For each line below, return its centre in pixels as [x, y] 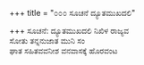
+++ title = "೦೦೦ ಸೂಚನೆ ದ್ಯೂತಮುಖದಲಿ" [72, 13]
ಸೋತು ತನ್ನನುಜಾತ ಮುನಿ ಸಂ [47, 41]
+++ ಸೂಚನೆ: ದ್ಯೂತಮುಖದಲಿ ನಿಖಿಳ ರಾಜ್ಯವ [69, 31]
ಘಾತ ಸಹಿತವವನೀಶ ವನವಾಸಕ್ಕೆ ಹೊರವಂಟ [64, 51]
